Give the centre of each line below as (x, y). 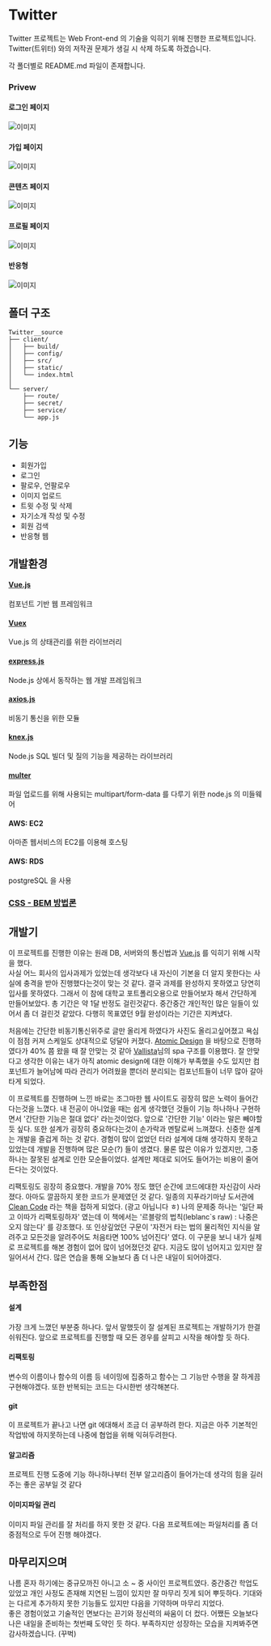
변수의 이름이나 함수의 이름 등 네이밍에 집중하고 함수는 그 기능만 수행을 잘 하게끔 (135, 1377)
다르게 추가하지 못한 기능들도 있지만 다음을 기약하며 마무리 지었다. (120, 1603)
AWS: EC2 (26, 823)
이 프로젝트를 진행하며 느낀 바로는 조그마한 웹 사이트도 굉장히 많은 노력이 (123, 1099)
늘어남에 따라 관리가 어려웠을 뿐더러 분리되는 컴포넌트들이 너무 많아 (142, 1071)
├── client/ (28, 339)
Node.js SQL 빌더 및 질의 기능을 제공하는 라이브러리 (91, 756)
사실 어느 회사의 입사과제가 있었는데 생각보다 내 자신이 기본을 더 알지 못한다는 (130, 974)
